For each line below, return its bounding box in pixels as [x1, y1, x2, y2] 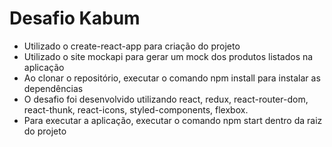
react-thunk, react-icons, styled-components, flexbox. [23, 103, 249, 116]
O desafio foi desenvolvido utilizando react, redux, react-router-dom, [23, 93, 309, 105]
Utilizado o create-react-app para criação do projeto [23, 40, 241, 52]
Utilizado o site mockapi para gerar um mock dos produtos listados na [23, 50, 314, 62]
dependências [23, 82, 84, 94]
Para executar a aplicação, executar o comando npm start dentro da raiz [23, 114, 323, 126]
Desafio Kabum [9, 7, 141, 30]
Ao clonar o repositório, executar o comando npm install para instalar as [23, 72, 321, 84]
